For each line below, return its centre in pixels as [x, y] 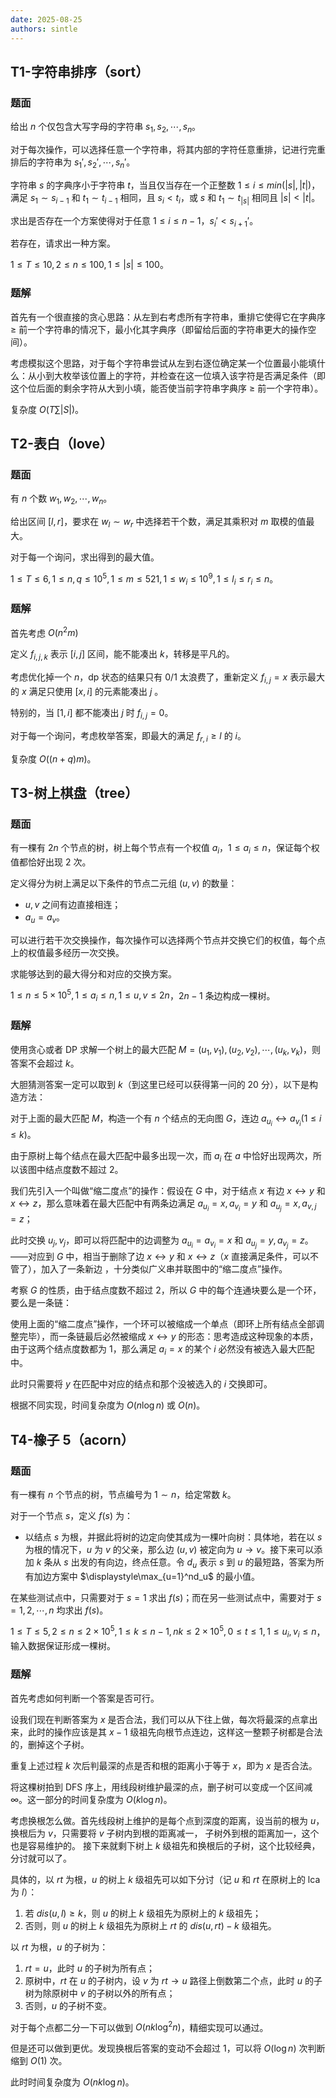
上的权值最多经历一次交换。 [67, 952]
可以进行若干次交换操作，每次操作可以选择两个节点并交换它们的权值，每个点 [168, 940]
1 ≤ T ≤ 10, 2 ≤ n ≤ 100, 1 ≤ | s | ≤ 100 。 [89, 265]
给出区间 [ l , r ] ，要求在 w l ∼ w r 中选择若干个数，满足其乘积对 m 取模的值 [158, 523]
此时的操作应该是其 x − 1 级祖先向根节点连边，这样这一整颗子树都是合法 [175, 1732]
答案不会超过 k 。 [45, 1063]
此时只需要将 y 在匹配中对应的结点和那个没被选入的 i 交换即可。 [141, 1384]
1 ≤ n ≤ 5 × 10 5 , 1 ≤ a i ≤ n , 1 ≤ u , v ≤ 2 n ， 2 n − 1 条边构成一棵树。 [143, 995]
